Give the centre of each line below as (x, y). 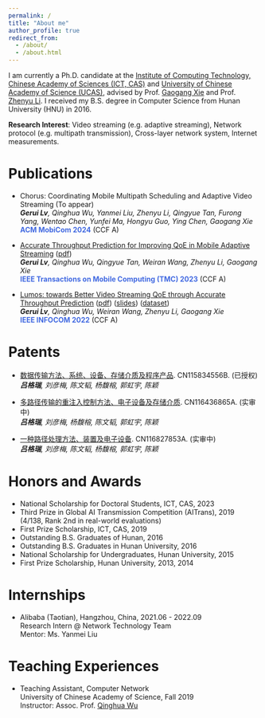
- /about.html (39, 53)
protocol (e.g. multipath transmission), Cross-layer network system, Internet (133, 133)
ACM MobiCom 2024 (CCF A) (69, 230)
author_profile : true (44, 30)
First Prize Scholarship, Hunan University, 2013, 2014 (107, 563)
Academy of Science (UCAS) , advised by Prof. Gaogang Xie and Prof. (122, 92)
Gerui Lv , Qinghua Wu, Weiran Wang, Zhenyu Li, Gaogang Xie (122, 311)
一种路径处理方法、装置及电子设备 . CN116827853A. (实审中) (118, 438)
